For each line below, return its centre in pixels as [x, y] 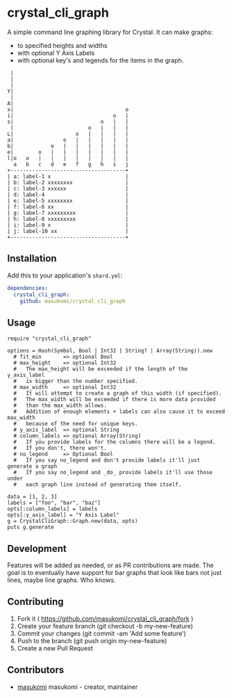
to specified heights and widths [62, 45]
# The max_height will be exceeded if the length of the [101, 369]
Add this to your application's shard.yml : [65, 275]
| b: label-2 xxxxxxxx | [68, 182]
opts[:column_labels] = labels [52, 509]
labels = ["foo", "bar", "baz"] [54, 503]
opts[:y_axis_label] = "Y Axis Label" [63, 515]
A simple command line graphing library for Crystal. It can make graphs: [110, 32]
